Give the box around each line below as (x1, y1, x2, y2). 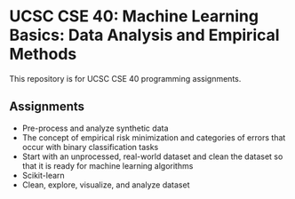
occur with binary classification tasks (21, 141, 159, 152)
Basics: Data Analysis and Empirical (9, 25, 280, 45)
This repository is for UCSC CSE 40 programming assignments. (9, 73, 242, 84)
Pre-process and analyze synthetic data (21, 123, 169, 133)
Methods (9, 44, 77, 64)
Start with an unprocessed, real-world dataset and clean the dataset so (21, 151, 283, 162)
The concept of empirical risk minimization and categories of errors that (21, 131, 286, 143)
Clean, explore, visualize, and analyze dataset (21, 179, 190, 190)
